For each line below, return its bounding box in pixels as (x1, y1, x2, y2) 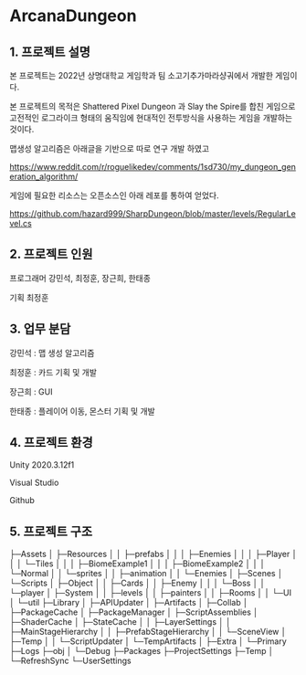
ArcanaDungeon (9, 5, 137, 26)
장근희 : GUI (9, 385, 53, 397)
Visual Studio (9, 477, 59, 489)
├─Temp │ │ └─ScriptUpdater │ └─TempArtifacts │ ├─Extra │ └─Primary (9, 636, 288, 647)
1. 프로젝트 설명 (9, 44, 91, 59)
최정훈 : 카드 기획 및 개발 (9, 366, 98, 377)
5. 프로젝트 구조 (9, 523, 93, 539)
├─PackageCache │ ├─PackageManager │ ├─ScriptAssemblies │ (9, 606, 259, 617)
